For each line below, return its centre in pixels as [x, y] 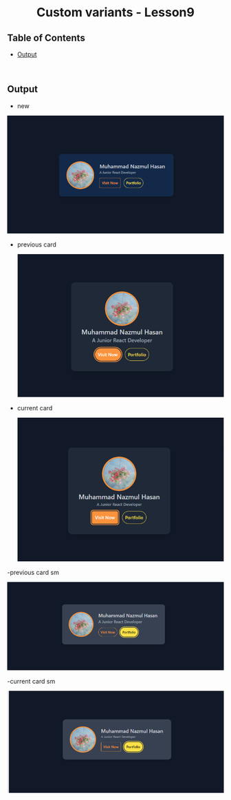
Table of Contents [46, 38]
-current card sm [31, 681]
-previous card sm [33, 573]
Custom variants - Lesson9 [115, 13]
